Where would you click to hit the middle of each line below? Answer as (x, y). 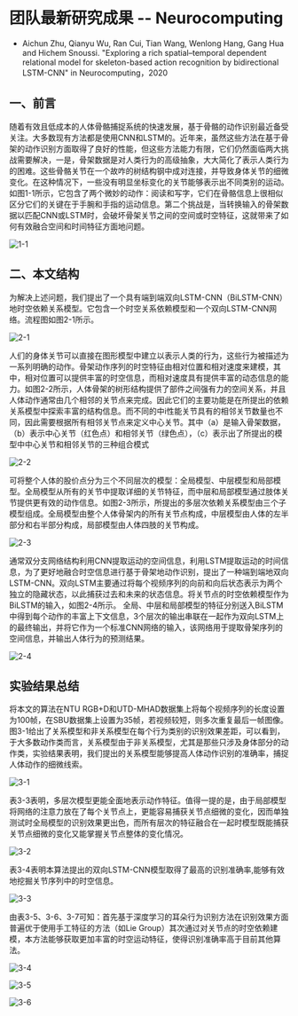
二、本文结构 (44, 275)
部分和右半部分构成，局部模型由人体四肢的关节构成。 (106, 524)
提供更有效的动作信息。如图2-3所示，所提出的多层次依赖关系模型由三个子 (151, 502)
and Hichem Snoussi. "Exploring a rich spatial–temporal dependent (145, 52)
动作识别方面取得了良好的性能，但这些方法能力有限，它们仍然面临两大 (153, 148)
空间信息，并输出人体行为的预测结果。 (79, 638)
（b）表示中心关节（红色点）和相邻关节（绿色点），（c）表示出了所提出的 (142, 433)
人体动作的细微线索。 (48, 765)
